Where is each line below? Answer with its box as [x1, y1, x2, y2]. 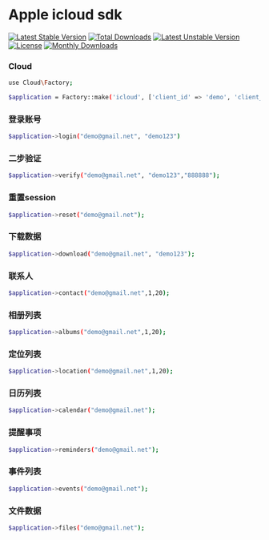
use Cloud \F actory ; [8, 79, 74, 87]
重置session [8, 192, 56, 204]
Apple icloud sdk [8, 6, 122, 24]
